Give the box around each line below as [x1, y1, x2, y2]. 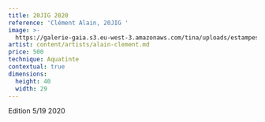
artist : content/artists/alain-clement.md [8, 41, 150, 49]
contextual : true [8, 63, 65, 71]
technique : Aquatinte [8, 56, 80, 64]
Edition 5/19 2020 [8, 106, 65, 116]
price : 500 [8, 48, 44, 56]
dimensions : [8, 70, 47, 78]
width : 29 [15, 84, 47, 93]
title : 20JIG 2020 [8, 11, 69, 20]
